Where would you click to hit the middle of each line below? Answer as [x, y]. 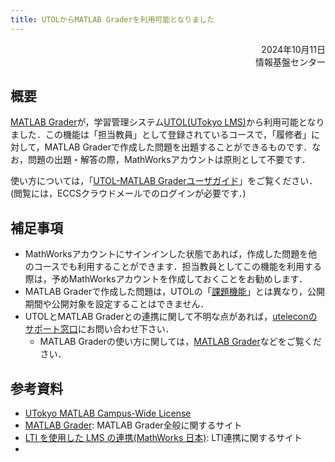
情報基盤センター [290, 62]
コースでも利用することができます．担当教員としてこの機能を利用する [178, 267]
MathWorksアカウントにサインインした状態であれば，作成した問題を [166, 254]
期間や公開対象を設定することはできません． [117, 304]
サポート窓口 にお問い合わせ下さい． [99, 329]
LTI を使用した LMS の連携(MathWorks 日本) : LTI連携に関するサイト [163, 438]
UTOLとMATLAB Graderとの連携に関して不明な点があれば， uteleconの [171, 317]
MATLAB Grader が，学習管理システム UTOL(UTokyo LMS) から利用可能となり [167, 122]
